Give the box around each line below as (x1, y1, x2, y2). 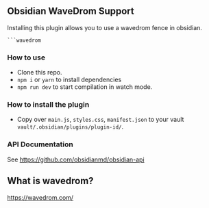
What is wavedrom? (7, 175, 94, 187)
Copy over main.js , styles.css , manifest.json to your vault (16, 116, 184, 124)
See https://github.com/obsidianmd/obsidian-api (7, 155, 145, 164)
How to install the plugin (7, 100, 90, 109)
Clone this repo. (16, 68, 62, 77)
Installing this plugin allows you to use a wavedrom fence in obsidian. (7, 23, 202, 31)
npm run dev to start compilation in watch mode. (16, 83, 153, 91)
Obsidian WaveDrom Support (7, 5, 135, 17)
